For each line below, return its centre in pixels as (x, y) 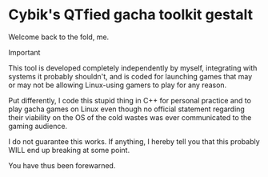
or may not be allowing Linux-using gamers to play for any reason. (118, 85)
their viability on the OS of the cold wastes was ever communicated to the (130, 117)
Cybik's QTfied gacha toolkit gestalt (131, 15)
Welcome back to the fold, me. (59, 37)
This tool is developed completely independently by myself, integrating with (133, 68)
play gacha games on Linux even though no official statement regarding (127, 109)
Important (24, 52)
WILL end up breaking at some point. (69, 150)
